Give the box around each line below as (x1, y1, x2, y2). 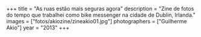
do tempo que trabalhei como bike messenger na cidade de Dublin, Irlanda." (6, 11, 196, 18)
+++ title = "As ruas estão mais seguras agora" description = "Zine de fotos (6, 5, 194, 12)
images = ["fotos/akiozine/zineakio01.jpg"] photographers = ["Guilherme (6, 18, 187, 24)
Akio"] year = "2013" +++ (6, 24, 70, 31)
